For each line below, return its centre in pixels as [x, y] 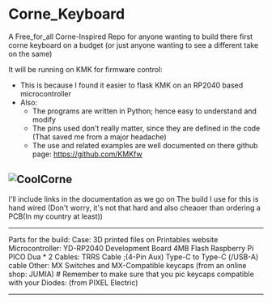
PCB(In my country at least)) [56, 216]
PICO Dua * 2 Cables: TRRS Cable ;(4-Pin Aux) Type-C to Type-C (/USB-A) [134, 257]
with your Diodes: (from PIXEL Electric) [73, 282]
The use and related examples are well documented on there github [145, 145]
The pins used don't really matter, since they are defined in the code [146, 128]
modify [44, 119]
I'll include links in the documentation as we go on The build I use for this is [134, 198]
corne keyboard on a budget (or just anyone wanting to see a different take [134, 45]
